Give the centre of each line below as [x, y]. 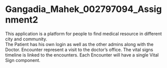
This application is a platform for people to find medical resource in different [83, 33]
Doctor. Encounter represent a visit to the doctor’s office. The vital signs [79, 49]
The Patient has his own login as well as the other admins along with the [79, 44]
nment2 [22, 20]
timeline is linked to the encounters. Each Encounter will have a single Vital [82, 55]
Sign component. [23, 60]
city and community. [26, 39]
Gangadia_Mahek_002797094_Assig [83, 9]
